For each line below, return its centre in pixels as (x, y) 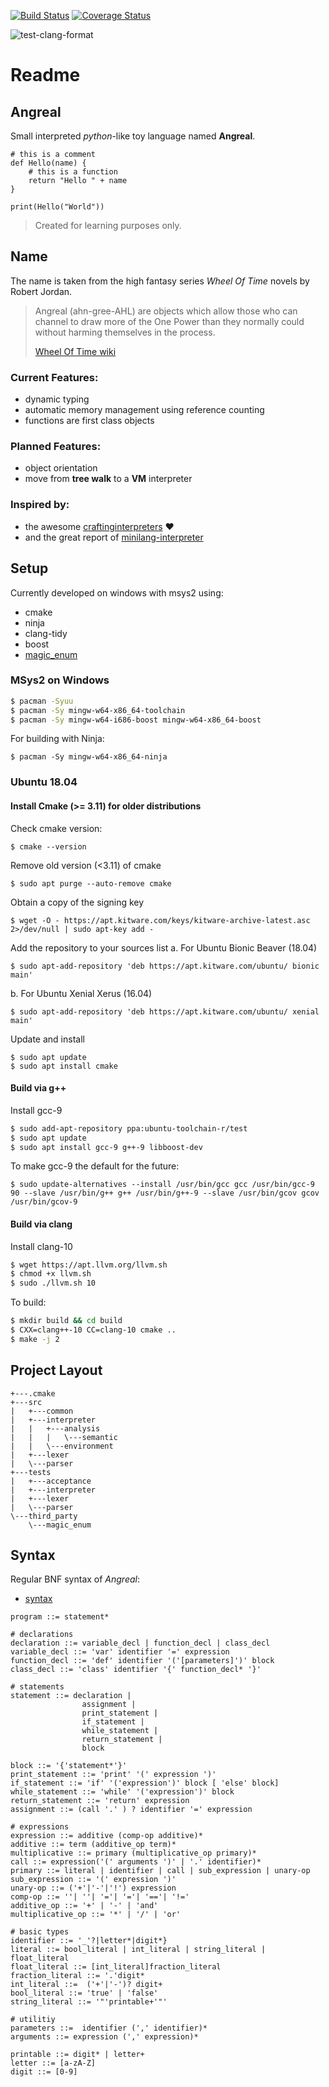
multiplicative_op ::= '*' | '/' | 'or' (96, 1915)
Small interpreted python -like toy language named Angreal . (133, 136)
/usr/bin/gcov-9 (44, 1202)
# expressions (40, 1827)
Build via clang (41, 1224)
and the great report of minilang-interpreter (114, 537)
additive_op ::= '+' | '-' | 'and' (84, 1906)
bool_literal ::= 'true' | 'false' (84, 1993)
